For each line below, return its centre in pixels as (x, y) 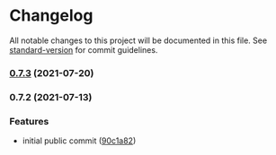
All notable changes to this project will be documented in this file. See (138, 40)
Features (29, 121)
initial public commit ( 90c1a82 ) (79, 141)
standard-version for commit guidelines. (84, 49)
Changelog (51, 16)
